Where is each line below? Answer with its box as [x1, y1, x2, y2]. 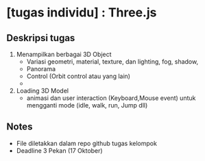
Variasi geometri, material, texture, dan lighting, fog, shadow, [26, 58, 199, 66]
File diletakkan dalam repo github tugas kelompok [16, 139, 157, 147]
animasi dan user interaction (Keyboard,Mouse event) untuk [26, 94, 196, 102]
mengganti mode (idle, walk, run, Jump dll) [26, 101, 148, 109]
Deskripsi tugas [6, 32, 75, 44]
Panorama [26, 65, 56, 73]
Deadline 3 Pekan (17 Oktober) [16, 146, 104, 155]
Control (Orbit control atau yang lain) [26, 72, 131, 80]
